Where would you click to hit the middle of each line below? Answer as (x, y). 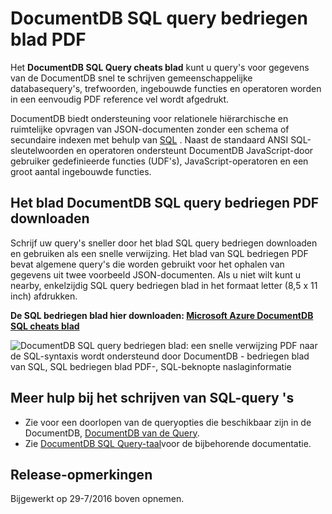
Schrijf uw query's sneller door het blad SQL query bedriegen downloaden (164, 243)
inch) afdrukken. (44, 296)
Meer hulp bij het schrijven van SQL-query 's (152, 398)
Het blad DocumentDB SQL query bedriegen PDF (165, 203)
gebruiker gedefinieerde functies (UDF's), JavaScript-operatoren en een (159, 161)
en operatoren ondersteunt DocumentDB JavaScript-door (195, 150)
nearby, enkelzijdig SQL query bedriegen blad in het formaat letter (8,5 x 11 (164, 285)
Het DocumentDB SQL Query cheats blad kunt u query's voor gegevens (160, 67)
